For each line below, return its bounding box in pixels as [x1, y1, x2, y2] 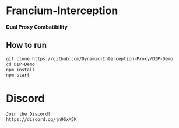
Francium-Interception [6, 4, 118, 18]
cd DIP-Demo [6, 61, 35, 67]
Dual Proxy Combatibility [6, 23, 68, 30]
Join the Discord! [6, 111, 51, 117]
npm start [6, 72, 30, 78]
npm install [6, 67, 35, 72]
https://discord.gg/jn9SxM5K [6, 117, 77, 123]
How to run [6, 40, 47, 50]
